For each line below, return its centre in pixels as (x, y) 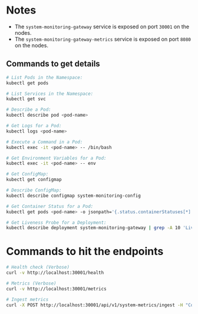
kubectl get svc (26, 99)
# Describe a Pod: (29, 110)
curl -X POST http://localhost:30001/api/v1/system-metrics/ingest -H (95, 305)
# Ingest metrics (27, 299)
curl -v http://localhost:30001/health (55, 273)
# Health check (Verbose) (38, 267)
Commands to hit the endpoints (85, 252)
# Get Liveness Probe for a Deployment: (57, 222)
